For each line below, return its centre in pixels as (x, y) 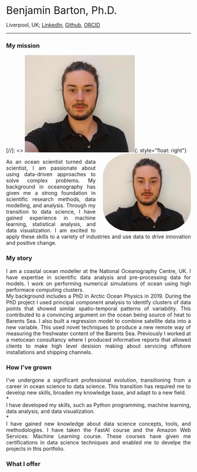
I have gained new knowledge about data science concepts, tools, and (98, 423)
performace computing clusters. (45, 289)
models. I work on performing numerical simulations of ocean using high (98, 284)
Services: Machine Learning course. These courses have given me (98, 436)
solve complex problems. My (51, 181)
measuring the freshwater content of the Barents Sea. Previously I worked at (98, 333)
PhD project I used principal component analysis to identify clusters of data (98, 302)
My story (19, 258)
